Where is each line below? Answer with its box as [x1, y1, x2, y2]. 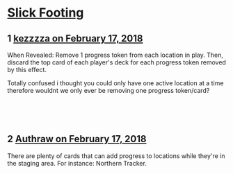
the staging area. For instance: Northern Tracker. [7, 159, 147, 167]
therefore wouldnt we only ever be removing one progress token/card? [7, 87, 210, 94]
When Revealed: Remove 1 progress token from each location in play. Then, [7, 51, 224, 59]
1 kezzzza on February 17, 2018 [7, 33, 143, 44]
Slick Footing [7, 5, 84, 21]
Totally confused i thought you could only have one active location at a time [7, 79, 224, 87]
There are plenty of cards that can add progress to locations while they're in [7, 151, 225, 160]
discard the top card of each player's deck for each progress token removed [7, 58, 226, 67]
